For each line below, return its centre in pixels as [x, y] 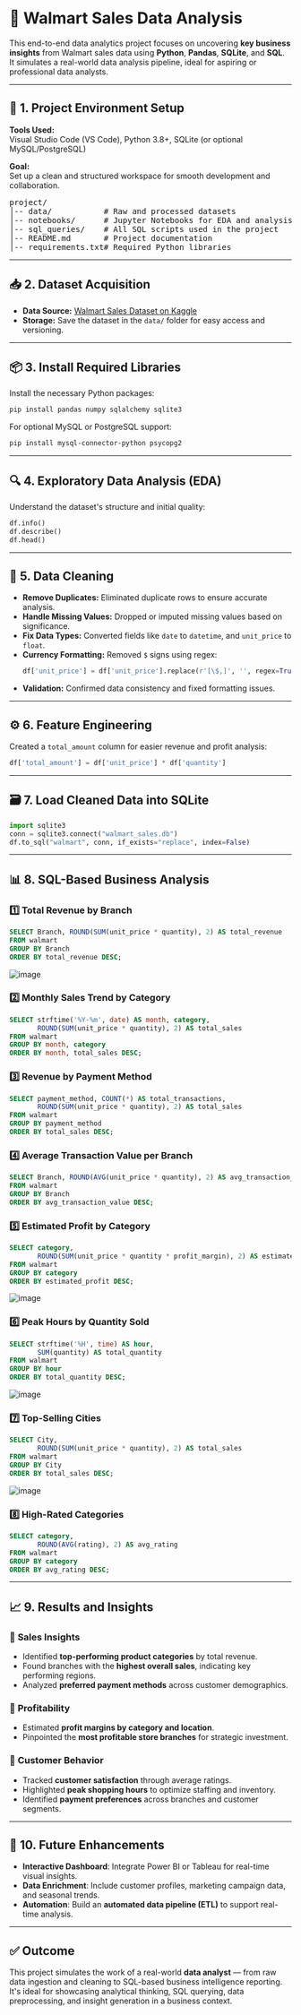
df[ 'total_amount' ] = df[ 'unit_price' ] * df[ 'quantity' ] [118, 763]
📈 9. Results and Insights [82, 1607]
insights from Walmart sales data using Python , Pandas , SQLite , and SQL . [147, 52]
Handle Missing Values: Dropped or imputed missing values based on [152, 616]
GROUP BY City [36, 1465]
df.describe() [36, 531]
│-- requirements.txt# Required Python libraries [120, 247]
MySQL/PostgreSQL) [48, 149]
